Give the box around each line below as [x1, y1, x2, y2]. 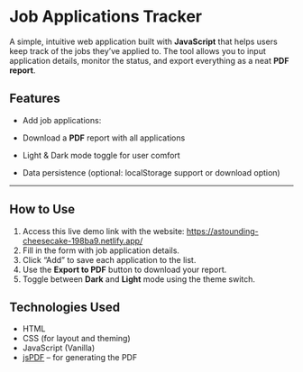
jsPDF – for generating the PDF [22, 352, 138, 363]
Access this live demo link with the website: [22, 225, 185, 236]
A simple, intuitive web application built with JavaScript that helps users [9, 36, 278, 47]
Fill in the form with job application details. [22, 245, 180, 256]
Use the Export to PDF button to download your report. [22, 264, 227, 275]
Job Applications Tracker [9, 6, 203, 27]
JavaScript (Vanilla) [22, 342, 96, 353]
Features [9, 91, 60, 106]
